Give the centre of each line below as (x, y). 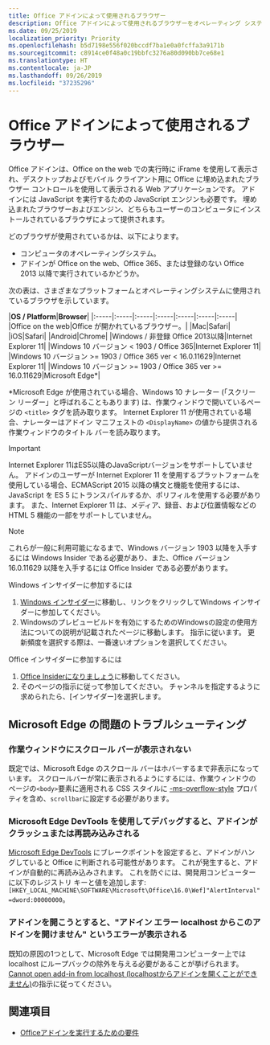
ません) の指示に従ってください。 (62, 984)
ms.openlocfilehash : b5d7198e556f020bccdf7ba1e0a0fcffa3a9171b (117, 46)
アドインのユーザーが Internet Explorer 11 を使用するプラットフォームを (142, 475)
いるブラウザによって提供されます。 (110, 219)
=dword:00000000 (35, 900)
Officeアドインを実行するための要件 (79, 1032)
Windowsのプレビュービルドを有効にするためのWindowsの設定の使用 (135, 622)
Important (25, 449)
